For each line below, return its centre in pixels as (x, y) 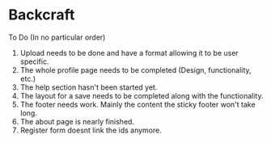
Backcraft (42, 15)
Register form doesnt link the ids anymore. (91, 130)
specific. (34, 61)
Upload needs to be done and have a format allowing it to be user (129, 53)
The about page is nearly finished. (77, 121)
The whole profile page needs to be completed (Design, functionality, (136, 69)
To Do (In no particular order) (57, 37)
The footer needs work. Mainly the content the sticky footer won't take (138, 104)
